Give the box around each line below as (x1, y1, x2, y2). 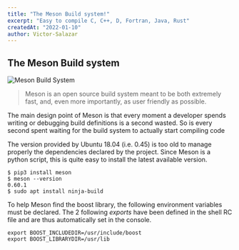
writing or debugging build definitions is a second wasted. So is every (7, 119, 213, 127)
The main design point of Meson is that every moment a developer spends (7, 111, 226, 120)
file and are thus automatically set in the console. (7, 216, 152, 224)
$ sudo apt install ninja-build (7, 188, 103, 195)
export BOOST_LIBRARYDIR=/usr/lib (7, 236, 111, 243)
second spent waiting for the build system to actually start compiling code (7, 126, 225, 135)
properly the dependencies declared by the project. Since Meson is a (7, 148, 211, 156)
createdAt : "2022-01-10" (7, 24, 81, 31)
